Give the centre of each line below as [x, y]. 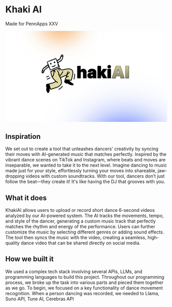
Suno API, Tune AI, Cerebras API [40, 299]
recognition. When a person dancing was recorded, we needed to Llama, [82, 293]
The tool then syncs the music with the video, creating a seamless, [76, 238]
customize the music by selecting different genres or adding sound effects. [85, 232]
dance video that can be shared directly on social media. [81, 243]
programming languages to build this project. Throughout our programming [85, 277]
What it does [26, 198]
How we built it [30, 259]
